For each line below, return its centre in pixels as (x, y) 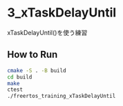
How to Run (32, 55)
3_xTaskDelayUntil (62, 13)
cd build (20, 77)
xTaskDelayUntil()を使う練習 (47, 32)
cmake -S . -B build (37, 70)
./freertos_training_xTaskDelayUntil (61, 96)
